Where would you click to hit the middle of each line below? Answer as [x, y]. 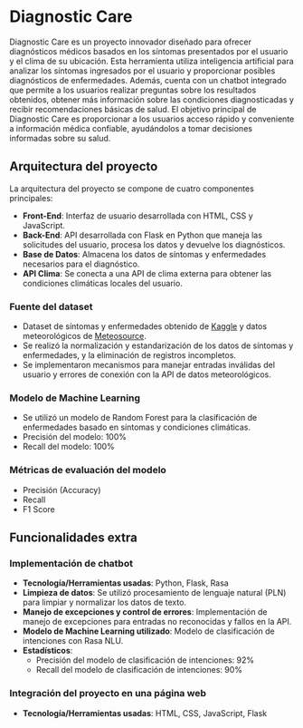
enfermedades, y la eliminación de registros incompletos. [129, 355]
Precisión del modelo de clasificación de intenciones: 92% [145, 660]
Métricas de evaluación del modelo [88, 471]
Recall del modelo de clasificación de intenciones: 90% [139, 670]
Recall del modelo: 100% [68, 447]
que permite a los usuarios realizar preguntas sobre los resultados [133, 90]
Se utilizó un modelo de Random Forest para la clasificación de [140, 418]
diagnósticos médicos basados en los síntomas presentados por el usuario [149, 51]
